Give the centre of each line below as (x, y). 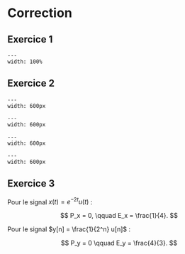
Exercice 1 (30, 39)
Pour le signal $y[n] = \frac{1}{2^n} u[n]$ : (69, 229)
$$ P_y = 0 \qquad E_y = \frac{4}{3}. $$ (119, 243)
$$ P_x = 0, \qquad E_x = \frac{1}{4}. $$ (119, 216)
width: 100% (25, 62)
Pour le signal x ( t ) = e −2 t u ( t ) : (50, 201)
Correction (40, 13)
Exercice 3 (31, 183)
